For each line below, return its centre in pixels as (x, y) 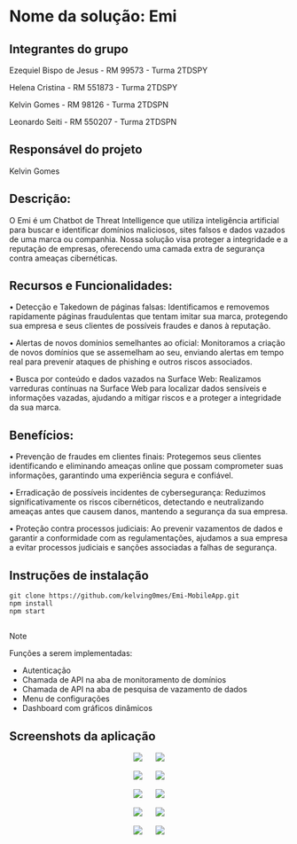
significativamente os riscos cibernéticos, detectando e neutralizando (137, 502)
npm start (27, 612)
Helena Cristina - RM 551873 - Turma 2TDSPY (94, 87)
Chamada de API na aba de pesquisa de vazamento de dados (135, 690)
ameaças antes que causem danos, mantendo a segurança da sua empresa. (148, 512)
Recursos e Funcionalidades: (91, 286)
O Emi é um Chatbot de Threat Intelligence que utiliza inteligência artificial (144, 220)
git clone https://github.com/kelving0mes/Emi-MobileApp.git (125, 596)
